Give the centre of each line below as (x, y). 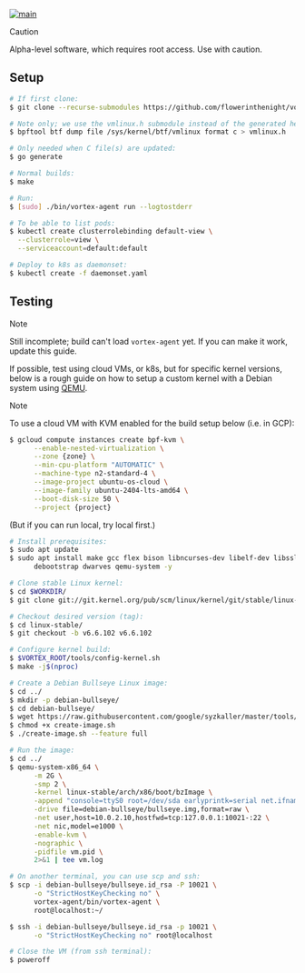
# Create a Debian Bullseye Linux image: (89, 683)
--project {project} (72, 507)
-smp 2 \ (50, 784)
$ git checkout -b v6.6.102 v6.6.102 (81, 633)
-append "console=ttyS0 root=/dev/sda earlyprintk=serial (145, 801)
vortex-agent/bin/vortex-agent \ (97, 902)
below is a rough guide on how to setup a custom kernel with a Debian (141, 378)
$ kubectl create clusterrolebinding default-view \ (111, 232)
